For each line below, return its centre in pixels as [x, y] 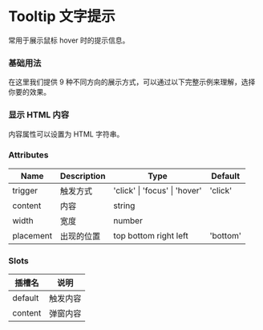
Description [83, 176]
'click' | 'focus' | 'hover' [158, 190]
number [128, 220]
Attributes [28, 155]
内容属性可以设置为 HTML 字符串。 [66, 134]
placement [32, 235]
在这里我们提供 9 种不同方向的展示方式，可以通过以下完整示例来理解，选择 [132, 82]
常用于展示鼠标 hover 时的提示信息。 [69, 40]
